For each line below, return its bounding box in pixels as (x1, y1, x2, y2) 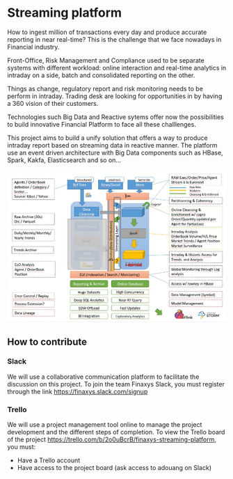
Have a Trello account (17, 456, 81, 464)
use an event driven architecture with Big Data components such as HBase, (7, 148, 224, 157)
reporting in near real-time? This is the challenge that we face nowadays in (7, 35, 222, 43)
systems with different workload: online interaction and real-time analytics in (7, 63, 227, 72)
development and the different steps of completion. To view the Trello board (7, 428, 225, 437)
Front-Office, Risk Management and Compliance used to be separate (7, 56, 205, 64)
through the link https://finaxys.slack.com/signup (7, 387, 148, 395)
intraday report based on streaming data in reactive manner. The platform (7, 141, 218, 149)
